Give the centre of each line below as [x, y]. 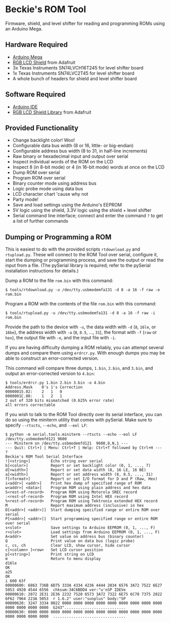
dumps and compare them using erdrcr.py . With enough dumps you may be [85, 353]
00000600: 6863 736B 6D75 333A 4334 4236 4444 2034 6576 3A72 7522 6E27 [84, 585]
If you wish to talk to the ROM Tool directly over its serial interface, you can [84, 414]
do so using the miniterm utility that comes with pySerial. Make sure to [79, 420]
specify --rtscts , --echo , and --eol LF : [46, 425]
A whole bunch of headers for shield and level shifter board [75, 78]
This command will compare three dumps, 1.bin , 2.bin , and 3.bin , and [79, 368]
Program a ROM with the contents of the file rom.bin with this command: [81, 304]
